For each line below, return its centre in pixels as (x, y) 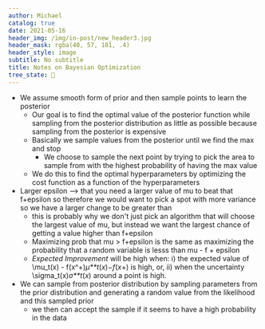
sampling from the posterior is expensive (99, 131)
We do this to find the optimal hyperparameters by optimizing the (138, 174)
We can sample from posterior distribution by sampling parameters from (138, 284)
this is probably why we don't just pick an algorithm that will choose (143, 216)
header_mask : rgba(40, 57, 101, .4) (69, 45)
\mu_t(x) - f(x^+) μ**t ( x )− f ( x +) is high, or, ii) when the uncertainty (138, 267)
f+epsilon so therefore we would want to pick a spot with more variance (138, 199)
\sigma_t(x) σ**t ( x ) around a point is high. (99, 275)
